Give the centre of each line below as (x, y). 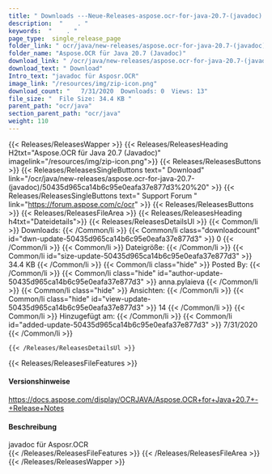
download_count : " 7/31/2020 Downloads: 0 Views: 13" (108, 91)
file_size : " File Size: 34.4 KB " (70, 99)
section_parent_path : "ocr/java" (65, 114)
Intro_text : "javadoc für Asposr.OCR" (74, 76)
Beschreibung (32, 426)
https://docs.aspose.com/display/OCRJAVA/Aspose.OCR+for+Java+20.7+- (134, 400)
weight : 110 (28, 121)
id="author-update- (190, 273)
